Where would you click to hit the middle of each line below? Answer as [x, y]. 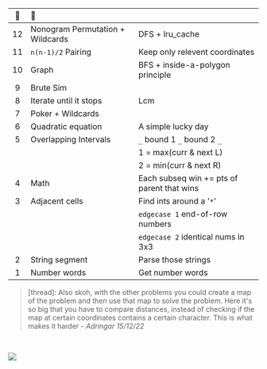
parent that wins [169, 188]
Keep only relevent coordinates [197, 52]
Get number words [173, 272]
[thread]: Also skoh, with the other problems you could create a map [139, 292]
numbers [155, 224]
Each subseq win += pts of [188, 178]
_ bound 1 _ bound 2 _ [180, 140]
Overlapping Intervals [71, 140]
